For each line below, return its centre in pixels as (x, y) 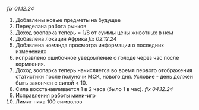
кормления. (30, 64)
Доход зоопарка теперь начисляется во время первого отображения (104, 70)
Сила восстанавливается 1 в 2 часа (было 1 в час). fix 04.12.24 (94, 89)
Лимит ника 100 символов (49, 102)
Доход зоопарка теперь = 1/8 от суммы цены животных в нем (94, 33)
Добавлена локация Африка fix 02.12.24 (66, 39)
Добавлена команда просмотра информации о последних (90, 45)
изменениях (31, 51)
